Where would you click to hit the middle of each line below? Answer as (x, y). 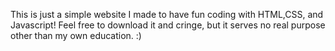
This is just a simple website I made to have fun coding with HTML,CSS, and (167, 14)
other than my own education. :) (76, 35)
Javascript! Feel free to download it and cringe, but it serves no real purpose (168, 25)
